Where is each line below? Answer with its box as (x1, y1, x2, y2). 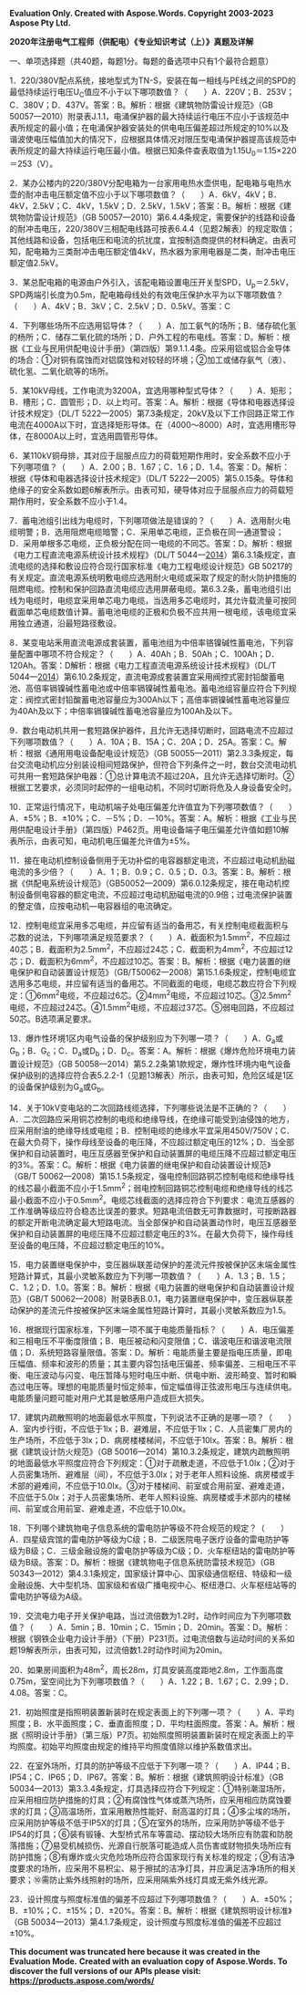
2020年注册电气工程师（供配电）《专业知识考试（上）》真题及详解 (9, 36, 254, 47)
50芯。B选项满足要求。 (9, 1013, 97, 1024)
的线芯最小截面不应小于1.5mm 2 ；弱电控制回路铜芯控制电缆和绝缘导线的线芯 (9, 1181, 293, 1193)
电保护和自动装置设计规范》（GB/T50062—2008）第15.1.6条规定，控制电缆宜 (9, 967, 297, 978)
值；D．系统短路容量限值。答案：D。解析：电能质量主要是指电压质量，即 (9, 1347, 285, 1358)
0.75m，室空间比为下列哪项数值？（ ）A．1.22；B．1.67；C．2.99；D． (9, 1676, 294, 1687)
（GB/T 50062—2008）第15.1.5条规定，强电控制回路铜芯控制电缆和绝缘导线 (9, 1171, 294, 1182)
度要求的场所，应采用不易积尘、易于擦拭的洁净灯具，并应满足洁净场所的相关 (9, 1863, 297, 1874)
